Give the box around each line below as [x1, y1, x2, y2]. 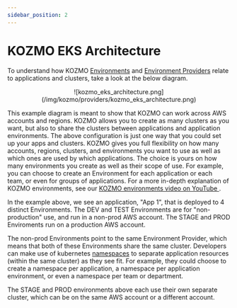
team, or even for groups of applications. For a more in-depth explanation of [7, 176, 229, 185]
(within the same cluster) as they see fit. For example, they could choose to [7, 256, 227, 265]
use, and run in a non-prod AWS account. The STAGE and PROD [43, 212, 231, 221]
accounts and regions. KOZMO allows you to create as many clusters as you [7, 116, 230, 125]
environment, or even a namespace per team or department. [7, 271, 184, 280]
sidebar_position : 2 [7, 11, 69, 18]
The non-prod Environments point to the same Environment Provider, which [7, 234, 228, 242]
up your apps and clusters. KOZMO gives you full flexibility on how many [7, 139, 219, 147]
